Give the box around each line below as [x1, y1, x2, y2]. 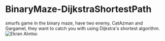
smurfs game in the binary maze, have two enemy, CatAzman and [5, 20, 143, 26]
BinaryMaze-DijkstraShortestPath [5, 3, 152, 15]
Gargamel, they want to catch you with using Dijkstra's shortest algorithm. [5, 25, 160, 31]
